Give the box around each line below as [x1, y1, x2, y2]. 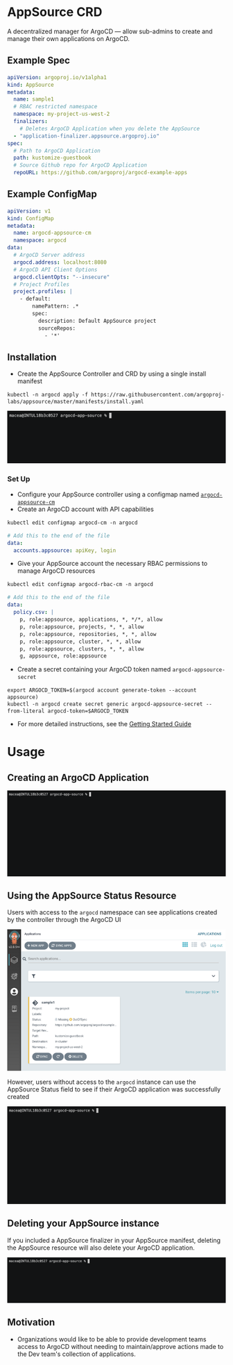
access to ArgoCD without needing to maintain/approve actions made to [17, 1342, 224, 1350]
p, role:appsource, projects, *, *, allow [19, 623, 144, 630]
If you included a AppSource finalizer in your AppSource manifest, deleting [7, 1236, 221, 1244]
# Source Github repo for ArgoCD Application [13, 162, 148, 169]
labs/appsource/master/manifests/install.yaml [7, 399, 144, 405]
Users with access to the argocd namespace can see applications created [7, 908, 218, 916]
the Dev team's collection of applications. [17, 1350, 137, 1358]
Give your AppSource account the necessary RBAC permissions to [17, 560, 208, 568]
